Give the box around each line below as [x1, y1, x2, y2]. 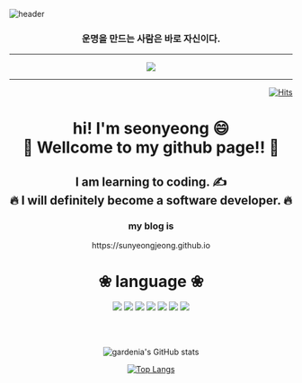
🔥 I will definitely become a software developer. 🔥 [9, 193, 293, 208]
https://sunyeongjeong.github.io [91, 240, 211, 251]
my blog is [128, 220, 174, 232]
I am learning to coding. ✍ [75, 174, 227, 189]
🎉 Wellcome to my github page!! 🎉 [22, 137, 280, 158]
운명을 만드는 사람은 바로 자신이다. [81, 32, 221, 45]
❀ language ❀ [98, 272, 204, 292]
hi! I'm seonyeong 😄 [72, 118, 230, 139]
